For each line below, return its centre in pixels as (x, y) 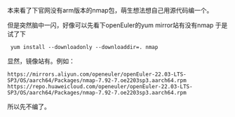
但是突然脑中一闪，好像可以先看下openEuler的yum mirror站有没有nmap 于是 (117, 25)
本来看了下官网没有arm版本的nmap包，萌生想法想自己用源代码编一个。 (110, 10)
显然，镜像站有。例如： (41, 61)
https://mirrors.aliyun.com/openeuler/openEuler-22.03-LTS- (97, 74)
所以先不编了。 (29, 106)
